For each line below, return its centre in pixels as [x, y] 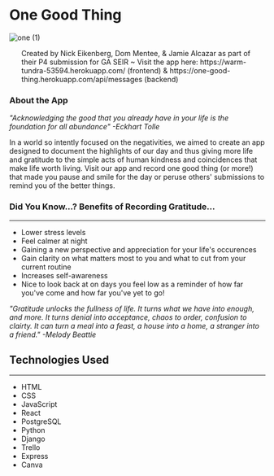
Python [33, 430]
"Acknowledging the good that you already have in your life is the [119, 118]
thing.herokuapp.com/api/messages [82, 79]
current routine [46, 267]
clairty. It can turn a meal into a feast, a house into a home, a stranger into [134, 325]
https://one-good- [200, 70]
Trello [30, 448]
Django [33, 439]
